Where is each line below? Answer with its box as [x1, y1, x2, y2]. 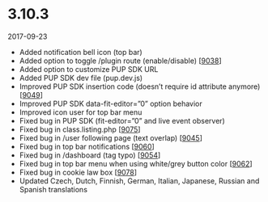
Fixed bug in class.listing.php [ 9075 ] [19, 124, 141, 134]
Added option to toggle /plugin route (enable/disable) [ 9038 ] [19, 56, 222, 65]
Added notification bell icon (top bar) [19, 47, 143, 57]
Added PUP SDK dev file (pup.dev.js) [19, 73, 143, 82]
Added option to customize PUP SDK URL [19, 64, 159, 74]
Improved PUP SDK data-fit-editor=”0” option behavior [19, 99, 203, 108]
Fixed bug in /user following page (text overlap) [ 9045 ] [19, 133, 203, 142]
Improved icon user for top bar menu [19, 107, 143, 117]
